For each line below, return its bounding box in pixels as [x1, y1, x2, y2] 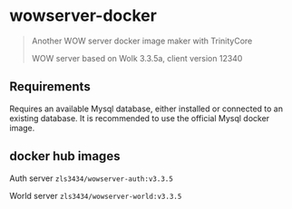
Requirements [9, 79, 91, 95]
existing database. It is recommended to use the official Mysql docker [9, 112, 270, 123]
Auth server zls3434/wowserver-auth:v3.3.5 [9, 173, 174, 184]
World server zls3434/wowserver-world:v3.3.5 [9, 190, 182, 201]
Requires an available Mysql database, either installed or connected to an [9, 103, 284, 114]
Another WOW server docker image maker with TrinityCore [31, 35, 253, 46]
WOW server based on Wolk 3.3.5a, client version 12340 [31, 52, 243, 63]
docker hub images [9, 148, 121, 164]
